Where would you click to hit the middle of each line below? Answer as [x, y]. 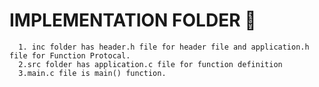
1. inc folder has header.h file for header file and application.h [164, 47]
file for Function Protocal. [70, 55]
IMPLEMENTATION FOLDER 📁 [133, 20]
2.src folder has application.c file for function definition [150, 64]
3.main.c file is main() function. [92, 73]
